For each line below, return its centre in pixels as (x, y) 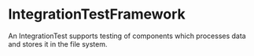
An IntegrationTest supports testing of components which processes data (127, 36)
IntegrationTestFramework (97, 14)
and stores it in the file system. (58, 44)
